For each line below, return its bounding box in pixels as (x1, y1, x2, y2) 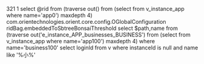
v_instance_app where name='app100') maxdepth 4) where (6, 38, 155, 44)
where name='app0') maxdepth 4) (6, 12, 93, 19)
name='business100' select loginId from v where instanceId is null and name (6, 44, 199, 51)
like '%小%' (6, 51, 36, 59)
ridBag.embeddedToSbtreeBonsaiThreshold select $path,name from (6, 24, 178, 32)
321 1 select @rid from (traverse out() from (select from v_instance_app (6, 5, 185, 12)
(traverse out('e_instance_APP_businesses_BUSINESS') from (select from (6, 31, 191, 38)
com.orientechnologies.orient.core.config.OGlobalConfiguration (6, 18, 166, 25)
